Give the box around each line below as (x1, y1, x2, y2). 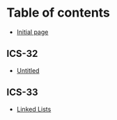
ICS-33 (6, 87, 39, 98)
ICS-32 (6, 48, 38, 60)
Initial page (16, 28, 49, 36)
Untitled (16, 66, 40, 74)
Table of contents (6, 5, 111, 21)
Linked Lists (16, 105, 52, 113)
